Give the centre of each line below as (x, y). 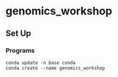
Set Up (18, 33)
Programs (20, 51)
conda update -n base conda (41, 63)
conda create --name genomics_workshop (55, 68)
